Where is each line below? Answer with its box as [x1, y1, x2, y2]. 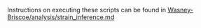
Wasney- [167, 6, 194, 14]
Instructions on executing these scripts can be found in [7, 6, 167, 14]
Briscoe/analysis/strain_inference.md [7, 13, 115, 21]
